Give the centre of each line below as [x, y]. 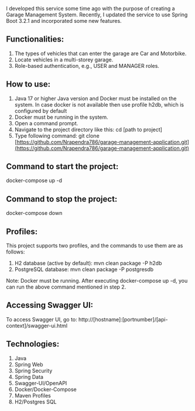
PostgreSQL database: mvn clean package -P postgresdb [84, 269]
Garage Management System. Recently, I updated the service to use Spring [97, 15]
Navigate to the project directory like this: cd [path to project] [88, 129]
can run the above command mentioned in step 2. [66, 287]
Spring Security [33, 371]
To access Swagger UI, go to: [42, 319]
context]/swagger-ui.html [37, 326]
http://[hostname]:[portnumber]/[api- [123, 319]
